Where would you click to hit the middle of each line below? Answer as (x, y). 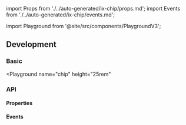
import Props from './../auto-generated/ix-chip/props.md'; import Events (93, 9)
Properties (19, 103)
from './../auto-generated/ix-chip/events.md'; (60, 15)
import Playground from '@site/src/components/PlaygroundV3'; (84, 26)
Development (31, 44)
